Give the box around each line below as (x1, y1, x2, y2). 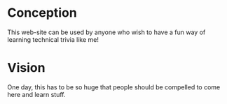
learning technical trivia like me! (7, 35, 99, 43)
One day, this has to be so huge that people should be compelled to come (7, 82, 221, 91)
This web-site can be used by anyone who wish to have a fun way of (7, 28, 206, 36)
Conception (7, 5, 77, 21)
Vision (7, 60, 46, 76)
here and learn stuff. (7, 90, 66, 98)
